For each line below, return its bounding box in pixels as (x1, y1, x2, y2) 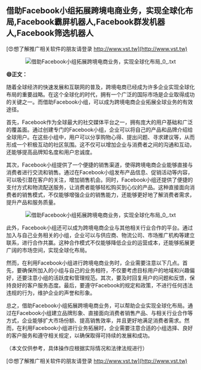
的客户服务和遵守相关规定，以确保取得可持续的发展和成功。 (6, 332, 153, 339)
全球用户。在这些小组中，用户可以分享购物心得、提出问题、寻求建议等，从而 (6, 134, 195, 141)
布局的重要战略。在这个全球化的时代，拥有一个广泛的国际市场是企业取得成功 (6, 90, 195, 98)
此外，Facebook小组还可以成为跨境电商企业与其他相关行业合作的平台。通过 (6, 224, 193, 231)
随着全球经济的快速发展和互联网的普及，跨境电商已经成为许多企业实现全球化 (6, 83, 195, 90)
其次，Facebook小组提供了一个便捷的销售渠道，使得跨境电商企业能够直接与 (6, 161, 193, 168)
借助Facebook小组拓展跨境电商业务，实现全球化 (6, 5, 185, 16)
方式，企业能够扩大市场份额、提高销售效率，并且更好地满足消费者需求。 (6, 317, 184, 324)
